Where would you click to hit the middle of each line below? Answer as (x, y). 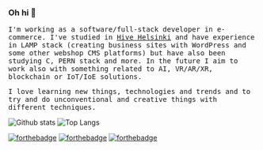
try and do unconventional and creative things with (113, 99)
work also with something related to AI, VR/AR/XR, (111, 69)
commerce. (27, 37)
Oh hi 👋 (22, 13)
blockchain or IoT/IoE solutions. (75, 77)
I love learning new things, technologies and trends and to (130, 92)
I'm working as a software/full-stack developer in (111, 30)
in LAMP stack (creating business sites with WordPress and (128, 45)
